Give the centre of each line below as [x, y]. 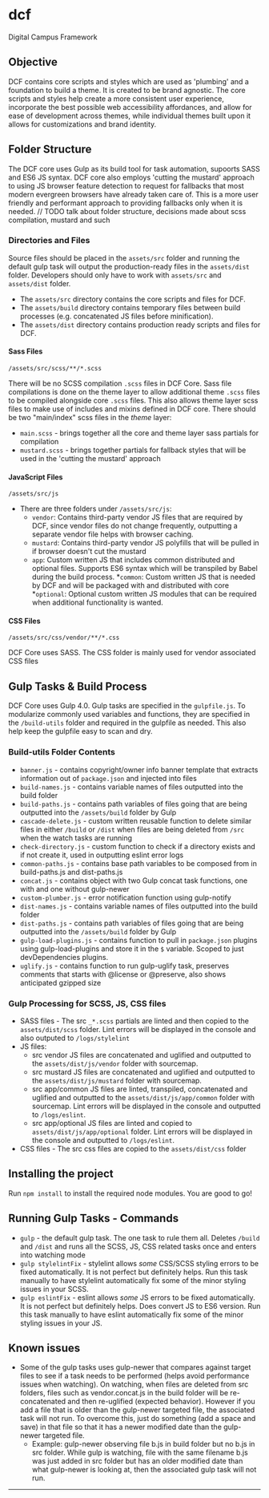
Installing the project [61, 1174]
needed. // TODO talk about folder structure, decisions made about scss [127, 211]
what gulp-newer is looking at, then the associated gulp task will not [144, 1470]
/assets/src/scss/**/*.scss [55, 369]
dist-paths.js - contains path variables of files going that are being [132, 923]
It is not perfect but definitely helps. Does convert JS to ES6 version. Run [140, 1306]
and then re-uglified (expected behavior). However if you [162, 1402]
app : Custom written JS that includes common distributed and [133, 560]
